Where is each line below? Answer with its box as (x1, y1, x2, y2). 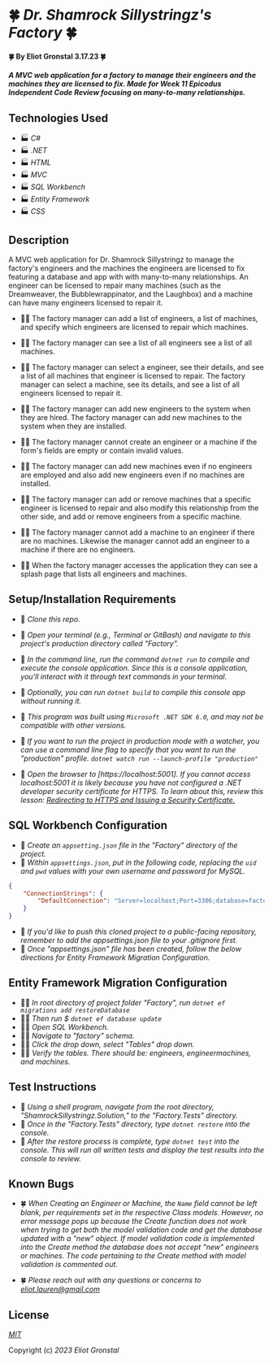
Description (8, 233, 69, 247)
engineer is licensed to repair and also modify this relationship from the (19, 503, 259, 513)
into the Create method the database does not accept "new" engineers (19, 1242, 259, 1252)
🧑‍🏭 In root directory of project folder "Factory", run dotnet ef (19, 997, 226, 1007)
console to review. (19, 1153, 81, 1163)
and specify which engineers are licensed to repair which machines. (19, 323, 249, 332)
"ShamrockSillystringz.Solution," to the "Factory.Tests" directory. (19, 1110, 238, 1120)
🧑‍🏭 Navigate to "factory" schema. (19, 1031, 135, 1040)
